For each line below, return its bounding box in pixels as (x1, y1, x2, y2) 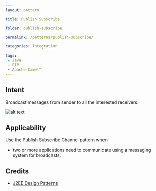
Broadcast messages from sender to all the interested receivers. (5, 99, 139, 105)
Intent (5, 86, 24, 94)
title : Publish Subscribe (5, 16, 60, 22)
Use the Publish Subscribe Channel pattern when (5, 137, 108, 143)
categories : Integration (5, 44, 58, 49)
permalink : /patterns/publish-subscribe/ (5, 35, 94, 40)
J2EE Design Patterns (12, 180, 58, 186)
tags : (5, 53, 17, 58)
